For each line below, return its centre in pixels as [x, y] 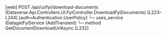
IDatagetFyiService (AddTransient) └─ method [53, 23]
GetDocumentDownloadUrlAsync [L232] [47, 28]
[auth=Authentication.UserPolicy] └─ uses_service [71, 18]
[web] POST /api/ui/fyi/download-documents [52, 7]
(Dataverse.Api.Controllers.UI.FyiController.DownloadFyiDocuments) [76, 12]
